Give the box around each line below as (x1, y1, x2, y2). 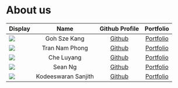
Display (9, 24, 30, 33)
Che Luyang (48, 53, 82, 61)
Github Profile (99, 24, 139, 33)
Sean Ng (53, 62, 77, 71)
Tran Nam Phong (41, 44, 89, 52)
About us (6, 3, 51, 17)
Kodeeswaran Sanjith (36, 72, 95, 80)
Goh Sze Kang (45, 34, 85, 43)
